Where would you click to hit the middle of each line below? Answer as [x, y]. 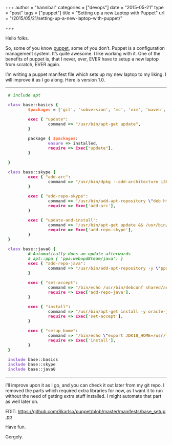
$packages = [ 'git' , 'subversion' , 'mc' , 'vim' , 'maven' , [97, 110]
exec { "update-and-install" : [63, 220]
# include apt [24, 95]
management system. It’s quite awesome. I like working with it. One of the [83, 54]
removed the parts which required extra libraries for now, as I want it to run [84, 391]
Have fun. [16, 427]
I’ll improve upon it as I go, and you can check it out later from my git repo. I [85, 385]
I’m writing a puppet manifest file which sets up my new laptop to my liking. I [86, 74]
